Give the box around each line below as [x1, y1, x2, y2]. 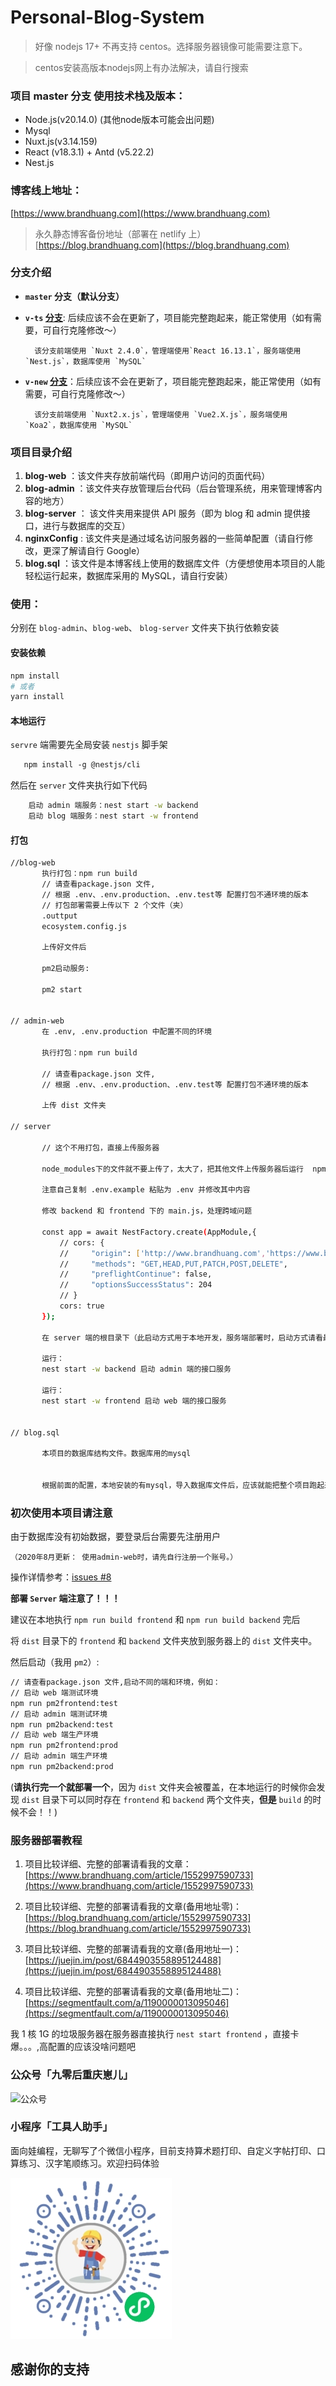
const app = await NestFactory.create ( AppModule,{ [41, 1227, 257, 1237]
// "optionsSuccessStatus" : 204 [59, 1280, 213, 1290]
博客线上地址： [10, 184, 83, 198]
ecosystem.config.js [41, 921, 128, 931]
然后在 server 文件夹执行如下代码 [10, 779, 148, 791]
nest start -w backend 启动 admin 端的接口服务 [41, 1364, 232, 1375]
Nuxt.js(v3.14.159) [24, 136, 98, 148]
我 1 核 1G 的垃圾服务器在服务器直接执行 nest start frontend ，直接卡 [10, 2028, 300, 2040]
